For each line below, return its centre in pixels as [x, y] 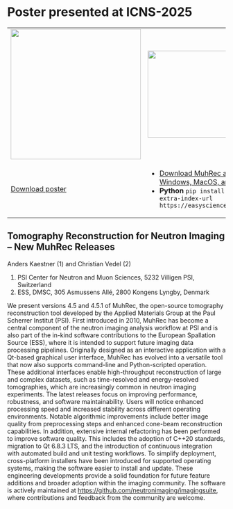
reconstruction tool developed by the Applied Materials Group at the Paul [112, 313]
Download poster [39, 188]
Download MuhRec [190, 173]
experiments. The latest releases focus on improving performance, [102, 394]
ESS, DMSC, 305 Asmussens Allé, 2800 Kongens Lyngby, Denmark [113, 292]
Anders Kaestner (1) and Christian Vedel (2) [69, 264]
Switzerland [34, 284]
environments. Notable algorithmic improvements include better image [108, 416]
